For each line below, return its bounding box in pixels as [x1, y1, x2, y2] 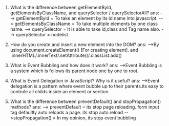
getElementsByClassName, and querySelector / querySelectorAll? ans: [10, 10, 160, 16]
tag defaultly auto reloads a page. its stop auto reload [10, 110, 123, 115]
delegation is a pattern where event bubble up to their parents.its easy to [10, 83, 164, 89]
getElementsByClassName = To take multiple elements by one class [14, 20, 158, 27]
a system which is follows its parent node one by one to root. [10, 68, 139, 74]
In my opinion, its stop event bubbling [57, 115, 136, 121]
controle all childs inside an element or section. [10, 89, 110, 94]
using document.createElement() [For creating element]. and [10, 47, 138, 53]
